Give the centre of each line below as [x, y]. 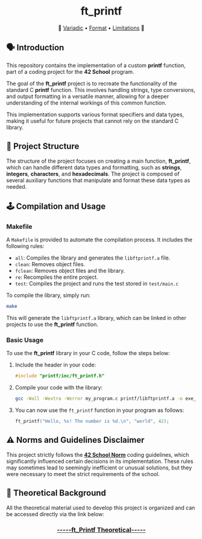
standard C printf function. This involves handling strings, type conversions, [101, 90]
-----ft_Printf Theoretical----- [101, 529]
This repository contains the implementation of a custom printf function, [96, 65]
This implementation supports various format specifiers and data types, [95, 114]
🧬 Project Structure [43, 146]
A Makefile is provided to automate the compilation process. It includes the [99, 240]
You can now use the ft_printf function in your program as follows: [99, 410]
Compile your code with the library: [59, 388]
